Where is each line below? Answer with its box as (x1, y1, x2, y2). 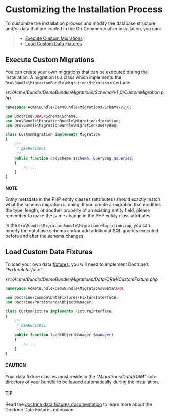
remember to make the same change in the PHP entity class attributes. (5, 213, 152, 219)
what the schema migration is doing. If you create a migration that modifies (5, 202, 161, 208)
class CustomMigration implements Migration (5, 132, 100, 137)
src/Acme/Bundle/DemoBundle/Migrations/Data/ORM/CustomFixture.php (5, 276, 158, 282)
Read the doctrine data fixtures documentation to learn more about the (5, 401, 152, 407)
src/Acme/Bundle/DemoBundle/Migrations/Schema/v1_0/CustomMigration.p (5, 89, 164, 95)
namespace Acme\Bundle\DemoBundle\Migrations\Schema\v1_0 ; (5, 105, 132, 110)
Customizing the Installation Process (5, 4, 163, 15)
